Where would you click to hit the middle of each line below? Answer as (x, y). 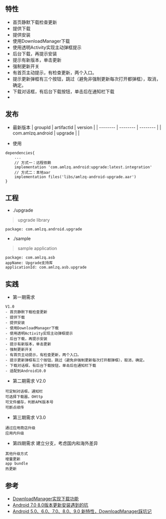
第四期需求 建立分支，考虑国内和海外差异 (55, 443)
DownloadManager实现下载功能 (46, 499)
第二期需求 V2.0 (29, 381)
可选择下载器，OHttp (24, 397)
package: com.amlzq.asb (30, 258)
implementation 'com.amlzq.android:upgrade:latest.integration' (83, 167)
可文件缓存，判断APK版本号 (30, 402)
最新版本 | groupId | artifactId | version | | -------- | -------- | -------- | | (87, 127)
